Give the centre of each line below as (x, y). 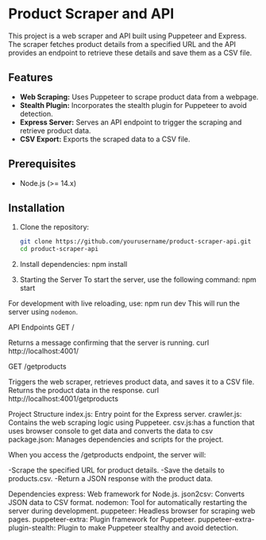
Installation (37, 208)
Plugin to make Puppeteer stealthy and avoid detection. (148, 528)
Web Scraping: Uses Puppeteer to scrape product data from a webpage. (139, 97)
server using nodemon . (43, 312)
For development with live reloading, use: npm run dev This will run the (124, 303)
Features (31, 77)
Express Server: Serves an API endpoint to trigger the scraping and (131, 122)
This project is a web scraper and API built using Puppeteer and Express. (127, 36)
